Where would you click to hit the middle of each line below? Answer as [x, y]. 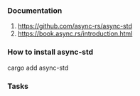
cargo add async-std [38, 68]
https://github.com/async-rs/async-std [75, 26]
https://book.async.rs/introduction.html [75, 33]
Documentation [35, 11]
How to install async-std [50, 52]
